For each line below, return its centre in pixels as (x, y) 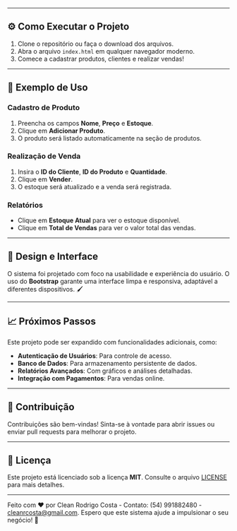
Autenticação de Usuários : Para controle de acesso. (95, 356)
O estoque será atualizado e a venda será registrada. (94, 186)
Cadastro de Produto (43, 108)
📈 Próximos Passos (52, 322)
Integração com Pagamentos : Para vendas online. (91, 378)
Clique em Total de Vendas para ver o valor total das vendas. (107, 228)
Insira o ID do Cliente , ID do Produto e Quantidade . (92, 172)
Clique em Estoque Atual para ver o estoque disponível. (99, 220)
